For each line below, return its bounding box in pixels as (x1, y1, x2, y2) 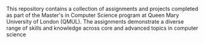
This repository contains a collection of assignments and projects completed (6, 5, 199, 12)
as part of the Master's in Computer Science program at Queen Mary (6, 12, 180, 19)
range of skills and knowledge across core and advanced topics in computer (6, 24, 199, 31)
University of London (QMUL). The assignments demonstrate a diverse (6, 18, 185, 25)
